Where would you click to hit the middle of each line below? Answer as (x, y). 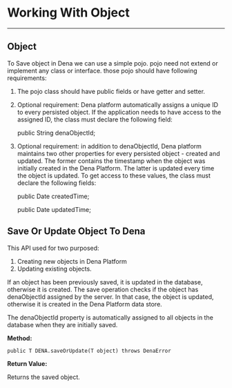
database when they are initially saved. (62, 324)
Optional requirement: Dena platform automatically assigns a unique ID (118, 104)
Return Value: (27, 363)
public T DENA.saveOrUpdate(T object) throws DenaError (89, 351)
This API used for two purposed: (53, 248)
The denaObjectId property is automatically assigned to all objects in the (110, 317)
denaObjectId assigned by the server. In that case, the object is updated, (110, 297)
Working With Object (68, 13)
